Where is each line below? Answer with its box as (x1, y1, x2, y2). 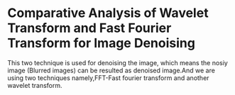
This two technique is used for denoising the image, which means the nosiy (7, 58, 229, 67)
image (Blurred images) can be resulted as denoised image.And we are (7, 66, 215, 74)
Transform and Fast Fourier (7, 20, 172, 36)
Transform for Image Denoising (7, 35, 195, 51)
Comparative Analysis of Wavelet (7, 5, 209, 21)
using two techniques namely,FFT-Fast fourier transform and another (7, 73, 209, 82)
